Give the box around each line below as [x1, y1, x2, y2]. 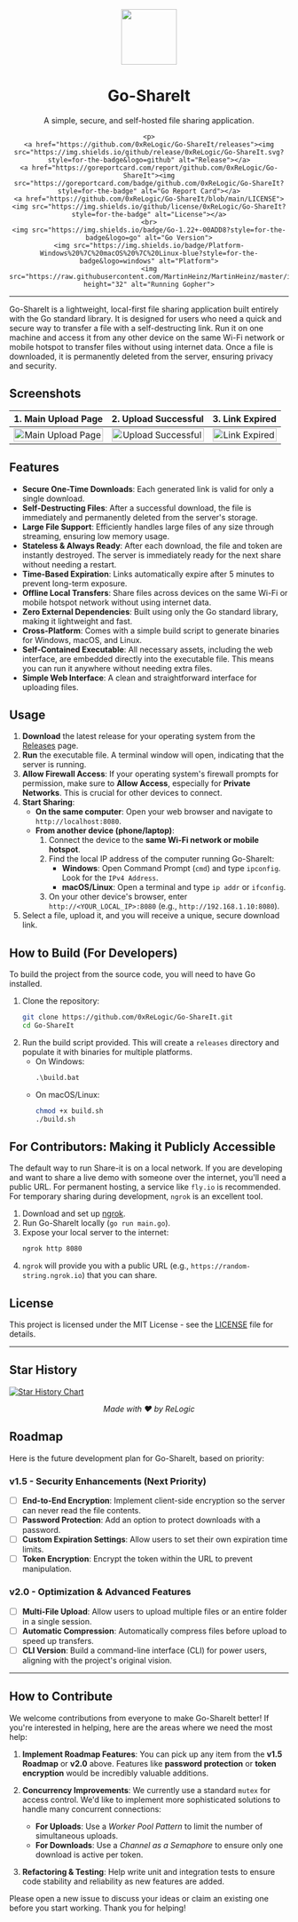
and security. [9, 360, 58, 371]
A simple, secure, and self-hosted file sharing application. [43, 115, 255, 125]
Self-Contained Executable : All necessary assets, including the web [21, 644, 273, 655]
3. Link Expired [212, 412, 277, 425]
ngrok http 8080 [21, 1244, 82, 1253]
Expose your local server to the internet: [21, 1227, 169, 1238]
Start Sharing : [21, 797, 75, 807]
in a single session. [21, 1616, 92, 1626]
